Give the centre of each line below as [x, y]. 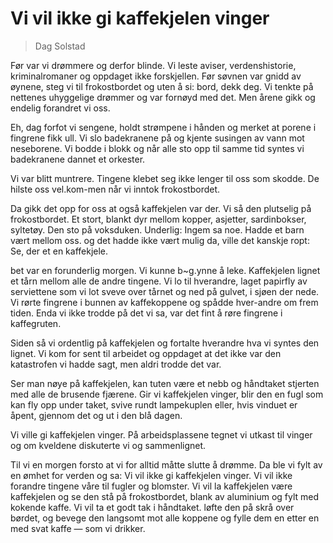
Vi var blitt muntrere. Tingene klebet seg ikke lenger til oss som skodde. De [165, 178]
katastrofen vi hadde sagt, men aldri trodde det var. [116, 364]
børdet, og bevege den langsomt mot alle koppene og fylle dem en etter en [165, 518]
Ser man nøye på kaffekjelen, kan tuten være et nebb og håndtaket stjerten [165, 383]
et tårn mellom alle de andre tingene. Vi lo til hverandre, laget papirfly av [159, 281]
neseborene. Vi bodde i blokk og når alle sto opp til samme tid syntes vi [157, 148]
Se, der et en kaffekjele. [59, 251]
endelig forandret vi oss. [60, 108]
